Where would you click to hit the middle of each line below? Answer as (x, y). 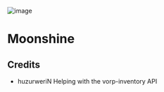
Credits (24, 64)
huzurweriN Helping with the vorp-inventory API (87, 81)
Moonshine (41, 39)
